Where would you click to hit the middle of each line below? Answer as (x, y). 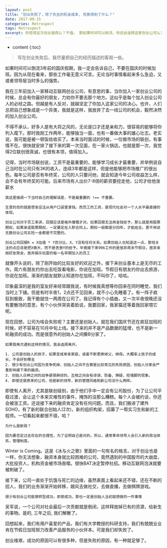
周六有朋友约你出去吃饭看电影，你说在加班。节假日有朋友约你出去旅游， (88, 269)
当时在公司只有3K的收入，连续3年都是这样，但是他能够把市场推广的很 (81, 168)
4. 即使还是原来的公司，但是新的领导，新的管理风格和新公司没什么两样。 (70, 381)
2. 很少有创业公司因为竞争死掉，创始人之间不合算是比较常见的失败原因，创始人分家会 (81, 365)
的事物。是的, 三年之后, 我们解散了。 (42, 513)
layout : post (19, 10)
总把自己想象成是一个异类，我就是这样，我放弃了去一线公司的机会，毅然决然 (83, 110)
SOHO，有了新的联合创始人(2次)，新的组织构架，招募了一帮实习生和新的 (80, 409)
